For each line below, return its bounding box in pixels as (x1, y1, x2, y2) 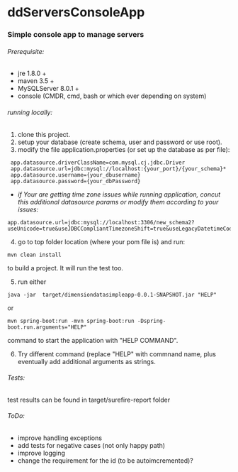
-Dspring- (137, 317, 166, 324)
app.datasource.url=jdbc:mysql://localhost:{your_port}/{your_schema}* (10, 165, 227, 172)
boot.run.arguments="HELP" (7, 324, 87, 331)
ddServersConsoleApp (7, 4, 145, 21)
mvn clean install (7, 251, 62, 258)
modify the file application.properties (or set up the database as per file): (17, 145, 230, 153)
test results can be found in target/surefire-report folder (7, 395, 171, 404)
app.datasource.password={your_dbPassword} (10, 177, 141, 185)
